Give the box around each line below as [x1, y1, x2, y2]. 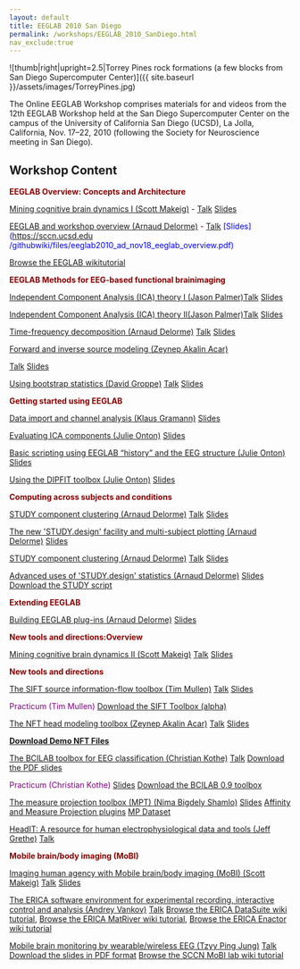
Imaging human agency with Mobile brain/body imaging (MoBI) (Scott [9, 868, 265, 879]
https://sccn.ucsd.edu [12, 230, 94, 241]
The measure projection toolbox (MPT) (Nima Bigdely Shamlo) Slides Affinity [9, 797, 291, 808]
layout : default [9, 13, 70, 22]
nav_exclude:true [9, 38, 74, 47]
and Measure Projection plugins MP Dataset [9, 806, 171, 817]
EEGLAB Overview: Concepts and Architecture [9, 187, 186, 197]
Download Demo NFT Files [9, 736, 110, 747]
